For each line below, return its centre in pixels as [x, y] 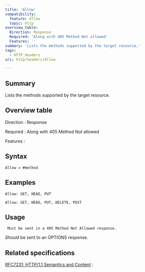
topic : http [22, 23]
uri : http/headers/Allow [30, 59]
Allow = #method [21, 168]
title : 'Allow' [21, 10]
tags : [10, 50]
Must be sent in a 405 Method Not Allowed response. [62, 229]
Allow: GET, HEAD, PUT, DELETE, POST [43, 202]
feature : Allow [25, 19]
